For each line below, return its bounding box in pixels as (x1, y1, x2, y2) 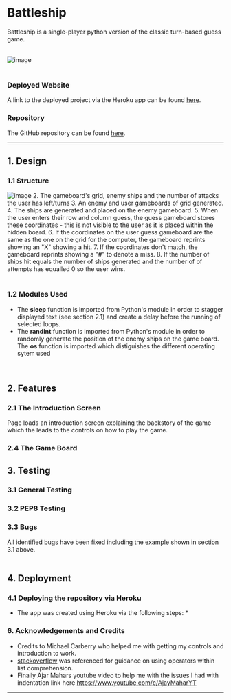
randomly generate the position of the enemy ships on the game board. (16, 334, 219, 343)
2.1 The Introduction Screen (7, 403, 101, 412)
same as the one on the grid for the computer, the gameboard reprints (7, 236, 206, 244)
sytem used (16, 349, 51, 357)
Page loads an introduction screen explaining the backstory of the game (7, 419, 212, 427)
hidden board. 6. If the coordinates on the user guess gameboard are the (7, 228, 214, 237)
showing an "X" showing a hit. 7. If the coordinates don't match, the (7, 243, 198, 251)
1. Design (7, 155, 47, 167)
